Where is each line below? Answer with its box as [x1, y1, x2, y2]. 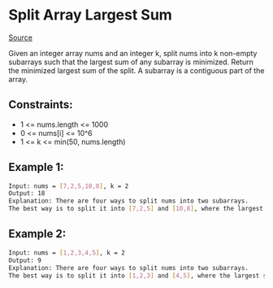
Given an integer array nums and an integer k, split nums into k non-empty [8, 48, 258, 58]
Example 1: [8, 160, 64, 174]
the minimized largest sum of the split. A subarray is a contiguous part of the [8, 65, 265, 75]
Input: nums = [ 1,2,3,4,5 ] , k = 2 [8, 248, 126, 257]
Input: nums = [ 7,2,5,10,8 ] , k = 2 [8, 181, 129, 190]
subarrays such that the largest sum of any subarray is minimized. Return [8, 57, 253, 67]
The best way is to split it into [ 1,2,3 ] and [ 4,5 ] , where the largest [8, 271, 260, 280]
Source [8, 33, 32, 42]
